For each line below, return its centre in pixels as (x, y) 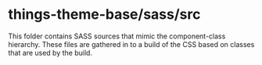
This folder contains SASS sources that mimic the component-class (117, 36)
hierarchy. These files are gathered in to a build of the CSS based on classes (131, 44)
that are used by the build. (50, 52)
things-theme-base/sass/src (104, 14)
